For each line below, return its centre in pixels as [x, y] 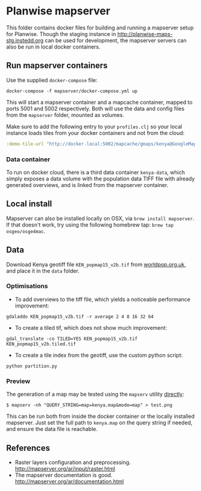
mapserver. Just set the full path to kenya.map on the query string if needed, [99, 423]
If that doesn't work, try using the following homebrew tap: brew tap [90, 225]
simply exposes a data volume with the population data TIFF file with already [100, 179]
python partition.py [32, 366]
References [28, 448]
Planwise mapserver [58, 11]
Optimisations [27, 286]
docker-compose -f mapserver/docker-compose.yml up [72, 91]
